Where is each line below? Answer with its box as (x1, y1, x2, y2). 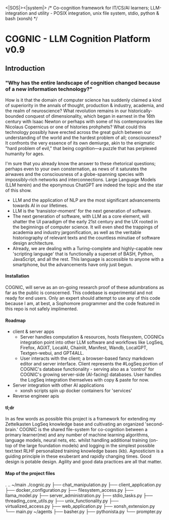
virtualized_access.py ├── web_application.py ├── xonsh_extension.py (5, 503, 155, 509)
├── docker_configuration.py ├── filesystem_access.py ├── (5, 487, 134, 493)
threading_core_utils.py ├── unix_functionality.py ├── (5, 498, 119, 504)
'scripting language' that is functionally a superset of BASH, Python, (12, 251, 154, 257)
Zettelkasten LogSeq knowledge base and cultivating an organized (5, 421, 144, 427)
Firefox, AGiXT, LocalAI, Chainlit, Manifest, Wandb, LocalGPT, (20, 345, 148, 351)
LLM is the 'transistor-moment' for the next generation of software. (12, 208, 152, 214)
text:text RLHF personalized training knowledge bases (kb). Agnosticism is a (5, 448, 164, 454)
